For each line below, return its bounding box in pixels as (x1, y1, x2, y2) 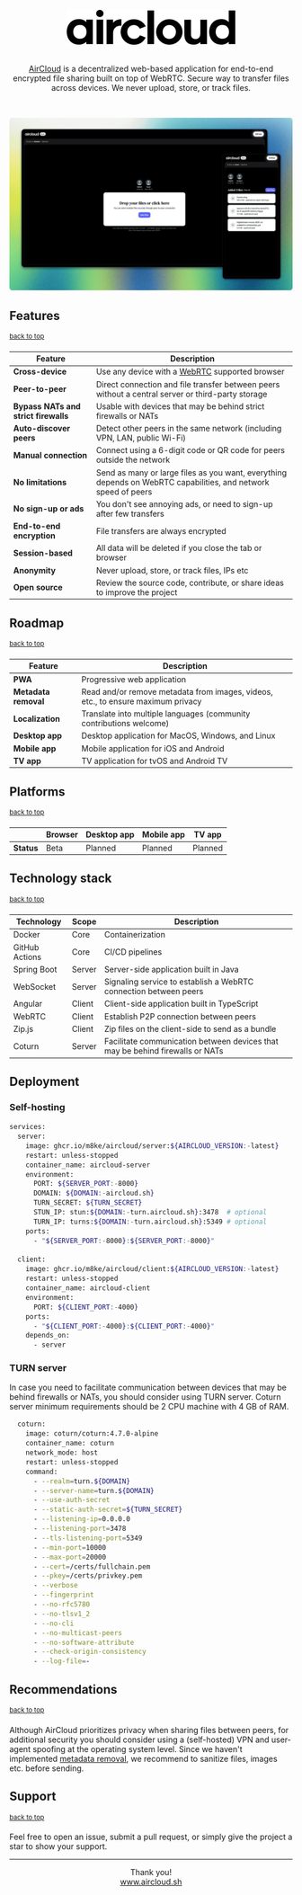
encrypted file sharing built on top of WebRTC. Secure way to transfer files (13, 73, 289, 84)
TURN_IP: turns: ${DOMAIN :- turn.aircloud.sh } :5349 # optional (32, 1217, 268, 1226)
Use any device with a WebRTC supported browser (95, 366, 285, 378)
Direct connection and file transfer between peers (95, 378, 280, 389)
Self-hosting (9, 1100, 66, 1113)
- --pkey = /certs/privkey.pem (32, 1571, 143, 1580)
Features (9, 307, 60, 324)
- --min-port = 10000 (32, 1543, 106, 1552)
